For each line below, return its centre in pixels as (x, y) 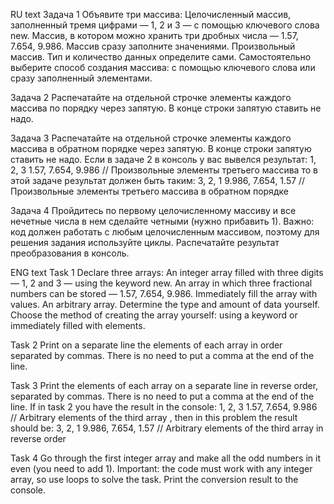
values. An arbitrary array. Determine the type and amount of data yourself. (165, 304)
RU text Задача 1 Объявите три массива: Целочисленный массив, (151, 14)
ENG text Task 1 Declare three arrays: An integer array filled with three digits (167, 272)
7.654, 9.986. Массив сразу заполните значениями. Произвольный (153, 46)
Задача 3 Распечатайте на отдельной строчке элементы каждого (151, 138)
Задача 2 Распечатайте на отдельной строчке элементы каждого (151, 97)
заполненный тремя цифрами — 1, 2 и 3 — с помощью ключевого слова (165, 25)
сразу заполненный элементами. (81, 78)
